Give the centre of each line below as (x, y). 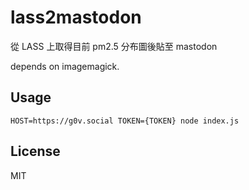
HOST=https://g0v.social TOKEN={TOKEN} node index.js (125, 121)
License (35, 151)
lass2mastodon (76, 17)
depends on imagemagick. (65, 66)
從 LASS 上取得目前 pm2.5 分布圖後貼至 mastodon (114, 46)
